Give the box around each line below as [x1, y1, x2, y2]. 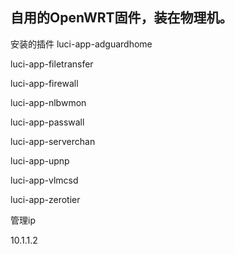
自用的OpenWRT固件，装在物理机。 [10, 9, 233, 27]
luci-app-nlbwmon [10, 96, 87, 108]
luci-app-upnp [10, 154, 70, 167]
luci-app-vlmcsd [10, 174, 79, 186]
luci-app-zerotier [10, 193, 81, 205]
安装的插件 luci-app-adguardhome [10, 38, 153, 50]
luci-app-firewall [10, 77, 79, 89]
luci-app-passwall [10, 116, 85, 128]
